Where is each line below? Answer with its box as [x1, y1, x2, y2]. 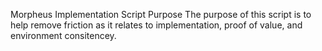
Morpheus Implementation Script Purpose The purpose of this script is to [10, 9, 312, 20]
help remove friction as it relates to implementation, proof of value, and [10, 19, 303, 31]
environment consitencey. [10, 30, 117, 41]
